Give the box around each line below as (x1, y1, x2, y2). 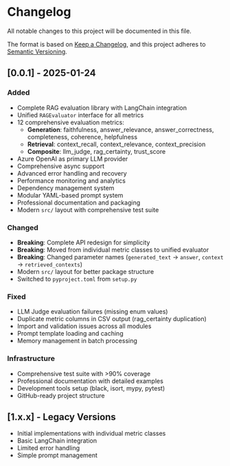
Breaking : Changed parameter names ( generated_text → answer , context (16, 253, 224, 261)
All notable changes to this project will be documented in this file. (7, 27, 192, 35)
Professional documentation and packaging (16, 198, 141, 207)
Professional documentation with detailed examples (16, 377, 163, 385)
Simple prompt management (16, 451, 98, 460)
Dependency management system (16, 183, 115, 192)
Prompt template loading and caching (16, 329, 124, 338)
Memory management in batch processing (16, 337, 137, 345)
